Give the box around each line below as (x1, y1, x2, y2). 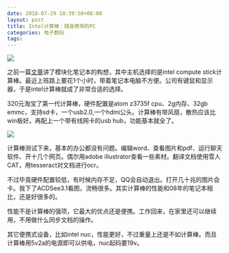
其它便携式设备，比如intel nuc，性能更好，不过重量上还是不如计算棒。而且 (7, 230, 217, 239)
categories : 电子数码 (7, 29, 65, 36)
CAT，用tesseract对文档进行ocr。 (7, 161, 103, 170)
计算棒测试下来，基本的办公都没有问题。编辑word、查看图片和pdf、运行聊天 (7, 144, 223, 152)
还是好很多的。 (18, 193, 62, 201)
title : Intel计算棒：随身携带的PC (7, 23, 96, 29)
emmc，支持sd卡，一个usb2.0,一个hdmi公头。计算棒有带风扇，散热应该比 (7, 108, 217, 116)
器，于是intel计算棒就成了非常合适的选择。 (7, 85, 127, 93)
